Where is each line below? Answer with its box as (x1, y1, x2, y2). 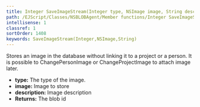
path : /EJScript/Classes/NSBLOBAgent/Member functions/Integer (6, 14, 167, 20)
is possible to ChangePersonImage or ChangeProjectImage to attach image (6, 59, 191, 66)
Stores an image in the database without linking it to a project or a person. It (6, 53, 192, 59)
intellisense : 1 (6, 20, 46, 25)
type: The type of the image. (14, 76, 86, 83)
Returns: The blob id (14, 95, 67, 102)
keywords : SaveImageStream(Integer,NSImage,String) (6, 36, 137, 42)
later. (6, 65, 19, 72)
